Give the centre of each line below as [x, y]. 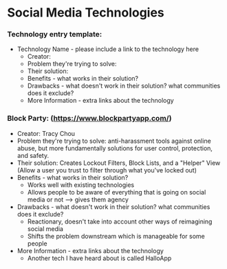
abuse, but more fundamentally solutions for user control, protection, [115, 148]
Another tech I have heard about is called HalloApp [99, 258]
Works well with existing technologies [81, 185]
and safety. [33, 155]
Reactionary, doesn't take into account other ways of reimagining [120, 221]
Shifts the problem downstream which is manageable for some [116, 236]
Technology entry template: [55, 34]
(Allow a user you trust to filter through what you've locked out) [107, 170]
